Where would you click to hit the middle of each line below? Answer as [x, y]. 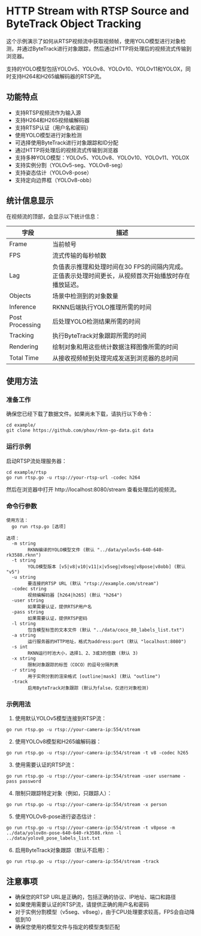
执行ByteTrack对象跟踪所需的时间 [99, 336]
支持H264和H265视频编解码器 [52, 120]
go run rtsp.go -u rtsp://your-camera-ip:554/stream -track [83, 862]
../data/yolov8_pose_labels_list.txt [53, 838]
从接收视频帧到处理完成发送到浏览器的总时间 [115, 358]
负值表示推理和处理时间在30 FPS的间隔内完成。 [120, 267]
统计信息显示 [30, 201]
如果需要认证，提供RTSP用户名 [60, 606]
